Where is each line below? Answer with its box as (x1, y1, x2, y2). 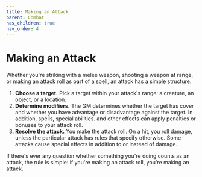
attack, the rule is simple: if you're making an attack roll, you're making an (6, 159, 190, 166)
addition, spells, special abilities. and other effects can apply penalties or (14, 115, 196, 122)
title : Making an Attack (6, 8, 69, 15)
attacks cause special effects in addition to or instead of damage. (14, 141, 178, 148)
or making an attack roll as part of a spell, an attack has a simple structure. (6, 78, 192, 85)
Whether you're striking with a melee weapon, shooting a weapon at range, (6, 72, 193, 79)
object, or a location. (14, 96, 66, 103)
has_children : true (6, 20, 55, 26)
